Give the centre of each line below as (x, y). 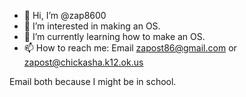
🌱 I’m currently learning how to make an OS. (114, 36)
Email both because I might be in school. (93, 81)
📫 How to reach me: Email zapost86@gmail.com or (130, 48)
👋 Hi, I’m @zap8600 (65, 15)
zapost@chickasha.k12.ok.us (83, 62)
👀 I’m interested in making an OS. (92, 26)
